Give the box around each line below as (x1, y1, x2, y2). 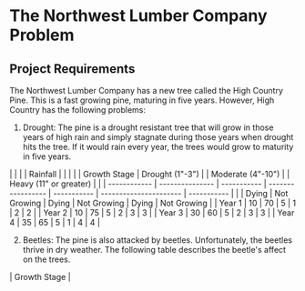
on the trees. (22, 254, 71, 265)
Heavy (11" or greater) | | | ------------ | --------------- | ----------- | (9, 178, 267, 189)
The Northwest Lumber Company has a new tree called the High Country (9, 85, 284, 95)
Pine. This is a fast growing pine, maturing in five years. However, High (9, 95, 275, 105)
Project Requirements (9, 61, 136, 76)
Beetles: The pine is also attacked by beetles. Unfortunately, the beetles (22, 235, 293, 246)
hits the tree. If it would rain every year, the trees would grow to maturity (22, 142, 294, 152)
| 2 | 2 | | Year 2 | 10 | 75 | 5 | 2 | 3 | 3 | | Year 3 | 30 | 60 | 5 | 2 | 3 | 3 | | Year (9, 207, 295, 218)
